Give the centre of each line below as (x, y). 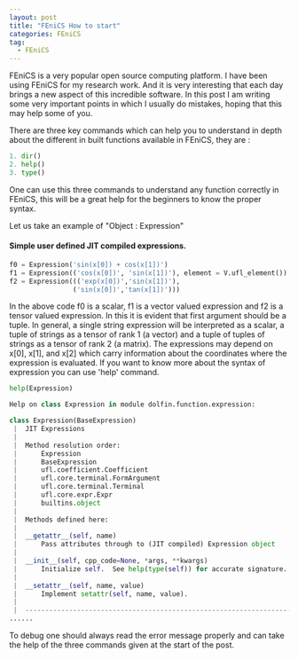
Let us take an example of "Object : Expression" (97, 225)
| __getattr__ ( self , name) (65, 536)
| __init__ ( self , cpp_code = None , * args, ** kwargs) (110, 561)
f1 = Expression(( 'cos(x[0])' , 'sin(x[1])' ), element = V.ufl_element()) (149, 273)
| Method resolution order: (67, 445)
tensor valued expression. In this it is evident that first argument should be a (148, 316)
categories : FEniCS (45, 34)
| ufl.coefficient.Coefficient (81, 470)
